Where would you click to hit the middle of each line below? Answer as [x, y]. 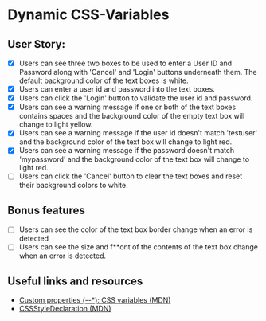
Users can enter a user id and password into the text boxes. [117, 89]
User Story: [36, 44]
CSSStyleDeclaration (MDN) [65, 309]
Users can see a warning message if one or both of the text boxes [127, 107]
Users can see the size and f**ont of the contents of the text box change [138, 247]
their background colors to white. [73, 186]
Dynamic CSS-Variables [88, 15]
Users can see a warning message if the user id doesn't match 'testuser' [138, 133]
